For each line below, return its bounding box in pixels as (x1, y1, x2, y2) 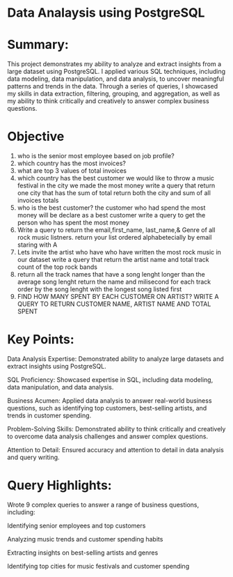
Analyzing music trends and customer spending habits (7, 534, 163, 543)
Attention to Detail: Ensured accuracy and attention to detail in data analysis (7, 446, 224, 454)
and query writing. (7, 453, 61, 461)
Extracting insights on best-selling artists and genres (7, 548, 159, 557)
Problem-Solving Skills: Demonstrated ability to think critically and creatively (7, 425, 226, 433)
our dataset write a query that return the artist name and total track (17, 256, 209, 264)
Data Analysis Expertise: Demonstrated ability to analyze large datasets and (7, 355, 224, 363)
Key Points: (7, 332, 74, 348)
